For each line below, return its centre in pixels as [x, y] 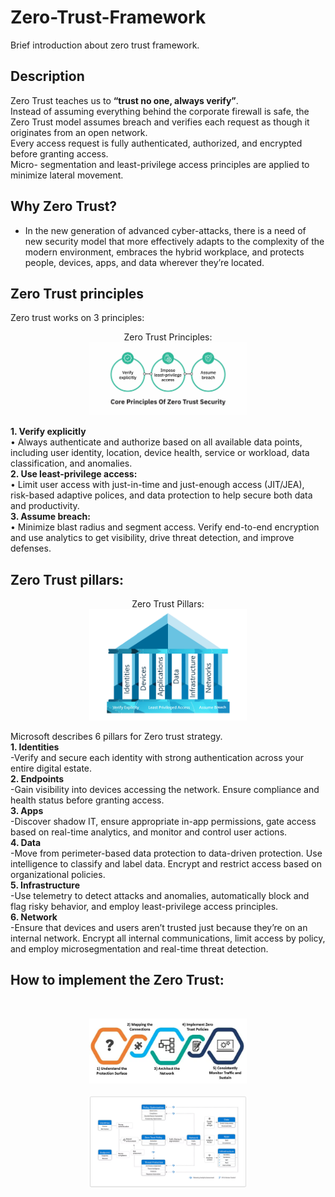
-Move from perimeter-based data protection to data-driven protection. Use [166, 853]
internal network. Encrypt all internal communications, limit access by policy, [168, 938]
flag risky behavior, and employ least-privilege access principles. [144, 906]
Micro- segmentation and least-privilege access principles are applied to [160, 164]
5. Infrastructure [45, 885]
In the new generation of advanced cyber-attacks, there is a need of [165, 230]
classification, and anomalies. [71, 463]
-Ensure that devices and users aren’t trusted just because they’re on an [159, 927]
